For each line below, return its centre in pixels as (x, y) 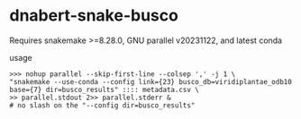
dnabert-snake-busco (94, 16)
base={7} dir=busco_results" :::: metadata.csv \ (105, 89)
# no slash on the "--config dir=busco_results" (102, 105)
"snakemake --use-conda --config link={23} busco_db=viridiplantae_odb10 (151, 81)
